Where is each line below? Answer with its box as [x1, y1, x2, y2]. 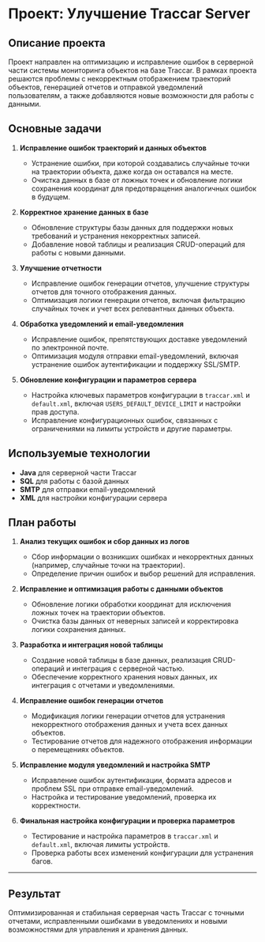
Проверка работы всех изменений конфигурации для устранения [31, 848, 254, 858]
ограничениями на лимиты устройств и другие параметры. [31, 424, 233, 433]
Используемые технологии [8, 447, 151, 460]
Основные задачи [8, 122, 102, 135]
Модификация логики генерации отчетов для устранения [31, 711, 226, 721]
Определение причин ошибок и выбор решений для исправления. [31, 569, 256, 578]
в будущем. [31, 191, 71, 202]
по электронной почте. [31, 342, 109, 352]
